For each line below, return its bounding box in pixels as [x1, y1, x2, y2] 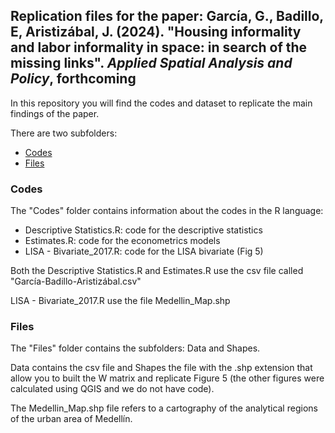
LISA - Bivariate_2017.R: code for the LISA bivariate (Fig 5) [24, 245, 264, 258]
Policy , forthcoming [10, 70, 137, 88]
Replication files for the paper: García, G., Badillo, [10, 8, 324, 25]
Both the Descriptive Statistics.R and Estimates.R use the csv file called [10, 265, 304, 277]
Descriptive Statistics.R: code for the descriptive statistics [24, 224, 263, 236]
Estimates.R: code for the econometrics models [24, 235, 221, 247]
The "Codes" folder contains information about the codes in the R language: [10, 205, 324, 217]
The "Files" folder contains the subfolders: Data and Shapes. [10, 342, 261, 354]
